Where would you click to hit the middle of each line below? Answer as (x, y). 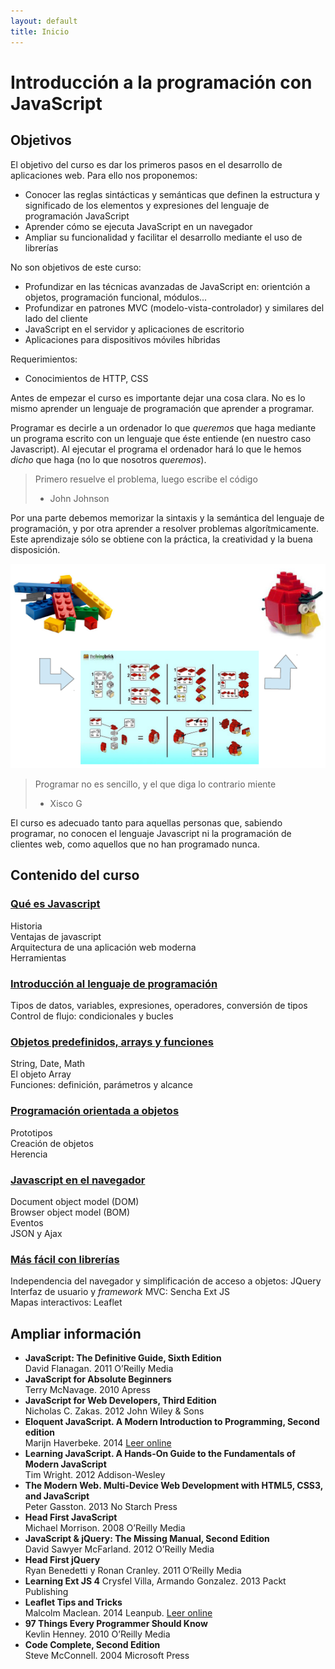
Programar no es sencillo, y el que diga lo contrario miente (155, 784)
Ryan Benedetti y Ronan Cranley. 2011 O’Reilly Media (133, 1571)
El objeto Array (41, 1074)
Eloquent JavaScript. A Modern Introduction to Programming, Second (172, 1422)
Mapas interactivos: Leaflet (66, 1302)
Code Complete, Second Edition (92, 1645)
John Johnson (79, 498)
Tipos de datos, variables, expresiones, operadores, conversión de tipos (159, 1006)
